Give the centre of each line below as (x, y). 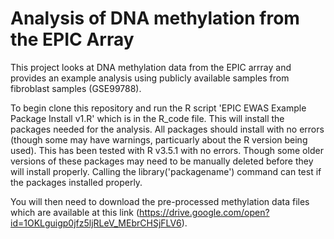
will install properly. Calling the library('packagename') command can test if (166, 171)
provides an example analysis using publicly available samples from (150, 78)
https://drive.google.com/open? (204, 212)
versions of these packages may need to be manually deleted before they (162, 161)
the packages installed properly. (76, 182)
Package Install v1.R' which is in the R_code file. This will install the (147, 118)
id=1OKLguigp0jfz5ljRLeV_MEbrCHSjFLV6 (96, 223)
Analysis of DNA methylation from (155, 18)
